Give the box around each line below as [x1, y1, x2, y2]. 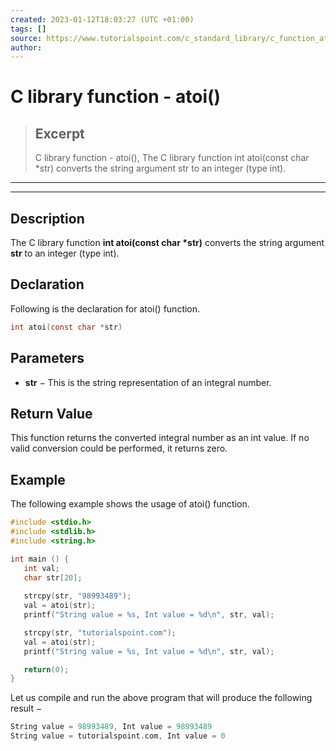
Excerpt [34, 125, 85, 142]
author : [10, 42, 43, 53]
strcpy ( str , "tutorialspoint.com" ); [23, 627, 177, 638]
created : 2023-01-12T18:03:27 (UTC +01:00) [10, 14, 195, 25]
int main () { [10, 554, 70, 564]
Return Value [10, 405, 93, 422]
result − [10, 702, 43, 715]
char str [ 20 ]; [23, 572, 83, 583]
